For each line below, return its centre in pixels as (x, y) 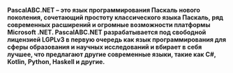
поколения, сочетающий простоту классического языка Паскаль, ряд (115, 17)
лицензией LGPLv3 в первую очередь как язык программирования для (117, 40)
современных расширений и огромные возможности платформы (109, 25)
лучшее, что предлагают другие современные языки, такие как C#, (112, 54)
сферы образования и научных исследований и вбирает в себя (105, 47)
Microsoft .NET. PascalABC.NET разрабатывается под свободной (107, 32)
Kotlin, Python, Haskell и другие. (56, 62)
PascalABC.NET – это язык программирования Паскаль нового (104, 10)
